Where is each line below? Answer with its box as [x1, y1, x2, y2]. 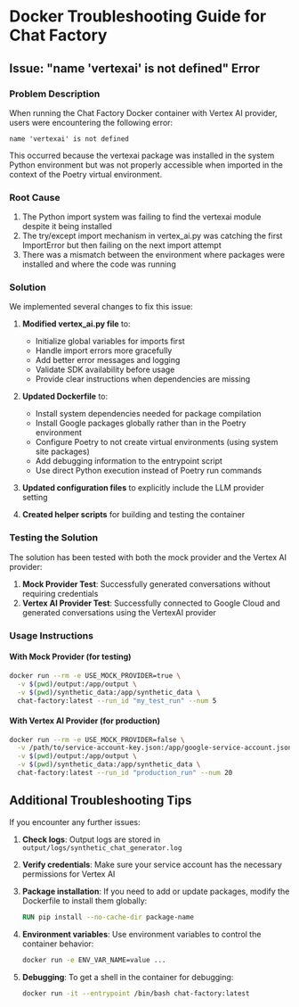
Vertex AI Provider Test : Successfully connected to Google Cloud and [21, 598, 280, 608]
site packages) [35, 446, 91, 457]
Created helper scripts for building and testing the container [21, 509, 246, 520]
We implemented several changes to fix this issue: [9, 301, 193, 312]
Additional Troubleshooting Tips [9, 793, 192, 808]
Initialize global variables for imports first [35, 336, 185, 347]
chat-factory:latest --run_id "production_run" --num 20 [17, 769, 233, 778]
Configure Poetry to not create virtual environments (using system [35, 437, 279, 448]
